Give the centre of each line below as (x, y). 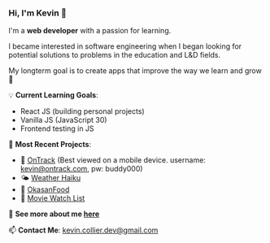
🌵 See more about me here (54, 214)
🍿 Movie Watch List (52, 198)
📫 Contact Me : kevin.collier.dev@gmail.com (83, 230)
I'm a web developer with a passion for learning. (90, 31)
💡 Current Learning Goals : (54, 95)
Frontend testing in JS (57, 128)
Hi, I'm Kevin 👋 (38, 13)
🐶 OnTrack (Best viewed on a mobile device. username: (113, 160)
